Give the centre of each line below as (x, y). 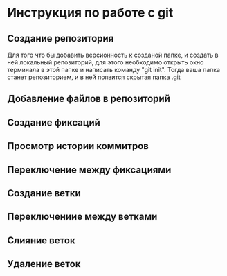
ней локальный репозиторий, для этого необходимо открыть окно (106, 62)
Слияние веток (41, 240)
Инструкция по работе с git (90, 13)
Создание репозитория (61, 38)
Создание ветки (44, 193)
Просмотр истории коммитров (78, 146)
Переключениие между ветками (82, 217)
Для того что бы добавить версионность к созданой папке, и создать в (113, 55)
